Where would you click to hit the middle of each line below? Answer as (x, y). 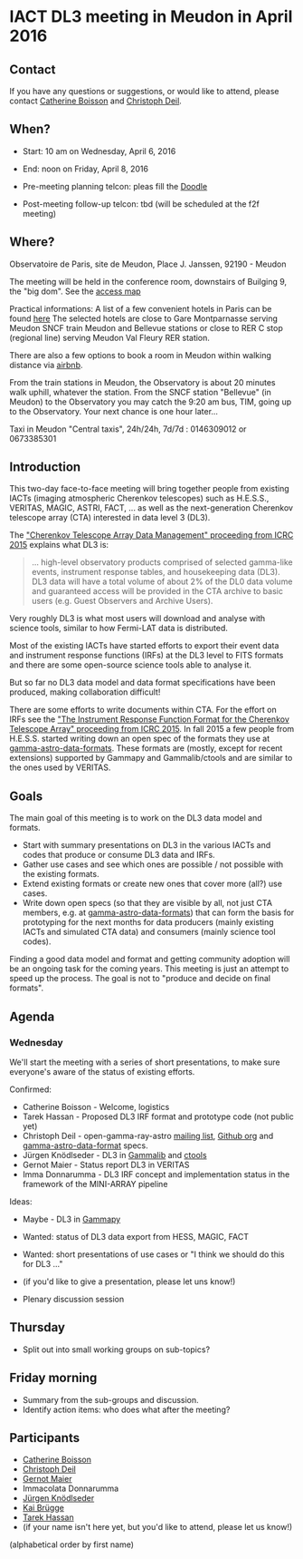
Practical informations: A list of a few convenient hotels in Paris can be (141, 308)
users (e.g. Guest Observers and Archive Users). (122, 601)
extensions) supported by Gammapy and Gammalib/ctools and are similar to (151, 758)
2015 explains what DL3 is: (59, 545)
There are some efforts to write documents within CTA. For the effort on (143, 710)
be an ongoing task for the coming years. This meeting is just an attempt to (149, 969)
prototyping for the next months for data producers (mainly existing (148, 922)
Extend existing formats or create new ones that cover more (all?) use (152, 884)
